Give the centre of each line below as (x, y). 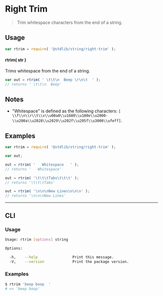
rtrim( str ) (16, 60)
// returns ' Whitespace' (33, 169)
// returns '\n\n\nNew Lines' (36, 196)
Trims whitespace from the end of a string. (48, 71)
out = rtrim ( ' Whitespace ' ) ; (42, 165)
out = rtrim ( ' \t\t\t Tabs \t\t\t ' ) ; (42, 178)
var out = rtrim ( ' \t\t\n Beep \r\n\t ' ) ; (53, 80)
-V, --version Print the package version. (69, 261)
